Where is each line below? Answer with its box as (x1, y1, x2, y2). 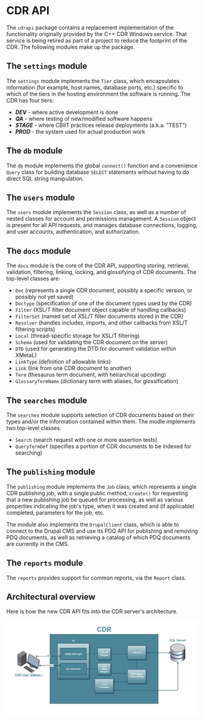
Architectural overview (6, 592, 96, 602)
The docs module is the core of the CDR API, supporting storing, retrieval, (6, 262, 190, 269)
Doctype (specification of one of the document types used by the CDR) (15, 300, 192, 307)
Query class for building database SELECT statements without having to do (6, 168, 189, 176)
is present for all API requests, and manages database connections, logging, (6, 221, 198, 229)
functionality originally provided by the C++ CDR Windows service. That (6, 30, 188, 37)
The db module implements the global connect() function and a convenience (6, 162, 198, 169)
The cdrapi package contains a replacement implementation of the (6, 24, 174, 31)
